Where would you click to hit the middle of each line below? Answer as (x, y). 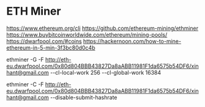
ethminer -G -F (25, 59)
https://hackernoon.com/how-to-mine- (132, 41)
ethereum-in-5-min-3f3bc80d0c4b (51, 48)
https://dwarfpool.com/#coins (44, 41)
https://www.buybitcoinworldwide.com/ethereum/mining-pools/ (87, 34)
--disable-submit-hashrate (84, 97)
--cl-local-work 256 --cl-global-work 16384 (106, 72)
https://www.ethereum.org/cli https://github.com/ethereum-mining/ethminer (102, 28)
